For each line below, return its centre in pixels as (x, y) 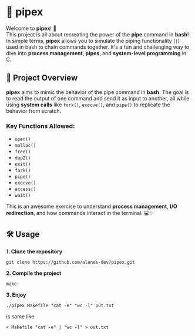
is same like (20, 316)
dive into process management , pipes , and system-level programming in (96, 53)
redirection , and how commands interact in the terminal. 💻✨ (80, 213)
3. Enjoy (16, 295)
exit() (23, 164)
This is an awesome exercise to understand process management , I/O (92, 206)
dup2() (23, 158)
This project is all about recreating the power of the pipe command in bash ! (97, 34)
